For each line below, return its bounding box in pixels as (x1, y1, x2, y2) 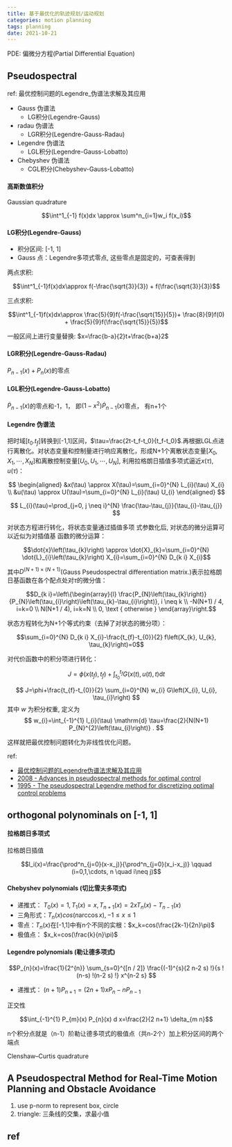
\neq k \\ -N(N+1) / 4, (163, 597, 224, 606)
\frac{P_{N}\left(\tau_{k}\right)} (118, 590, 207, 598)
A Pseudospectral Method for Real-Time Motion (7, 1072, 218, 1084)
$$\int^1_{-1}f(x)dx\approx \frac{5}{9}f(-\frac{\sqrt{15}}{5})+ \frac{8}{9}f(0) (8, 311, 225, 319)
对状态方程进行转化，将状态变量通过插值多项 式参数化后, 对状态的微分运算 (7, 522, 219, 531)
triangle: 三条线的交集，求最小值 (17, 1109, 109, 1119)
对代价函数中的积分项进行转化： (7, 654, 98, 663)
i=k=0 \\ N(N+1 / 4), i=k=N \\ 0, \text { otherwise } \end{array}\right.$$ (16, 605, 217, 613)
